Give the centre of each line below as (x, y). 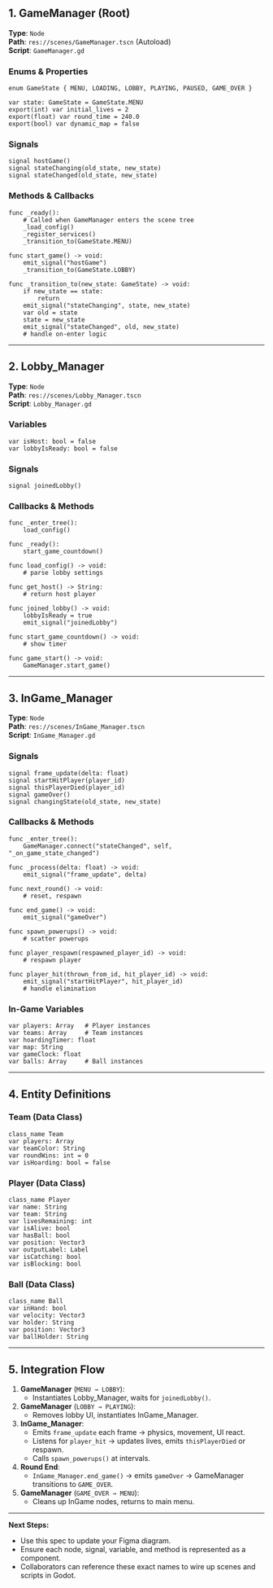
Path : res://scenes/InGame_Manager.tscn (76, 726)
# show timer (45, 644)
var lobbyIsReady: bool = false (63, 448)
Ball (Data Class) (42, 1284)
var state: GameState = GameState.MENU (76, 103)
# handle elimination (59, 989)
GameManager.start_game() (67, 666)
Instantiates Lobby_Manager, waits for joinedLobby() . (121, 1398)
